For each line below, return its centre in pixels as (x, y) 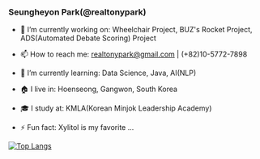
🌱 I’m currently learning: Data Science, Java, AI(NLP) (108, 73)
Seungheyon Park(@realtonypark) (78, 12)
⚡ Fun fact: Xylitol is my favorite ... (77, 128)
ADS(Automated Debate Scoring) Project (88, 38)
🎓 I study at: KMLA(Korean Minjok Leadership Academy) (116, 108)
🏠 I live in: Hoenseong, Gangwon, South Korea (99, 89)
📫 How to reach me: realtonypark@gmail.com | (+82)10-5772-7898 (134, 54)
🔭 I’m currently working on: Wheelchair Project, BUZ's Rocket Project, (136, 30)
